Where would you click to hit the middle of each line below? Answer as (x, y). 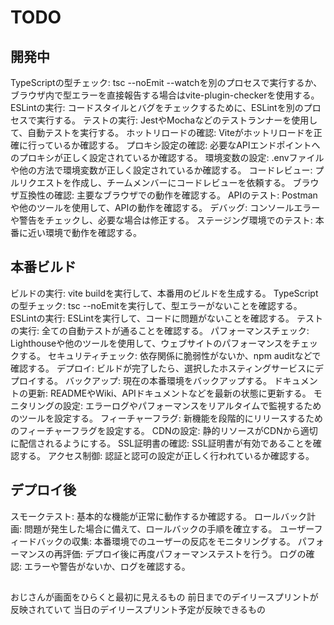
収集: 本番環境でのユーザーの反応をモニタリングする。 (183, 541)
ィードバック (36, 541)
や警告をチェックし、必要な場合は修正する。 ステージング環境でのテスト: (161, 220)
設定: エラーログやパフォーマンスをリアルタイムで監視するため (192, 405)
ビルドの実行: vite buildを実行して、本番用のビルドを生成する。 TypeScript (164, 293)
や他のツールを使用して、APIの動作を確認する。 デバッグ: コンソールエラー (165, 207)
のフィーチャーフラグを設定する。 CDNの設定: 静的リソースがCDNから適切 (164, 430)
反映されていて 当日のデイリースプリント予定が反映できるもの (138, 610)
